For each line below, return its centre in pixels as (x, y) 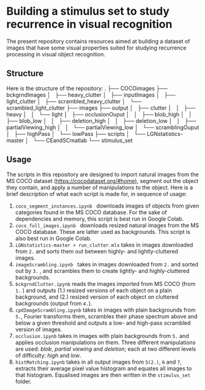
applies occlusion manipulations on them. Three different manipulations (105, 342)
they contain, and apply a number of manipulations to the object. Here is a (100, 187)
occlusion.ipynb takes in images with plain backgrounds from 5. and (102, 336)
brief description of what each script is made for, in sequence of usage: (97, 193)
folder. (23, 381)
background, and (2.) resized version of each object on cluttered (97, 297)
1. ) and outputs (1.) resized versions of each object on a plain (94, 290)
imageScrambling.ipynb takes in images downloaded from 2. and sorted (107, 264)
